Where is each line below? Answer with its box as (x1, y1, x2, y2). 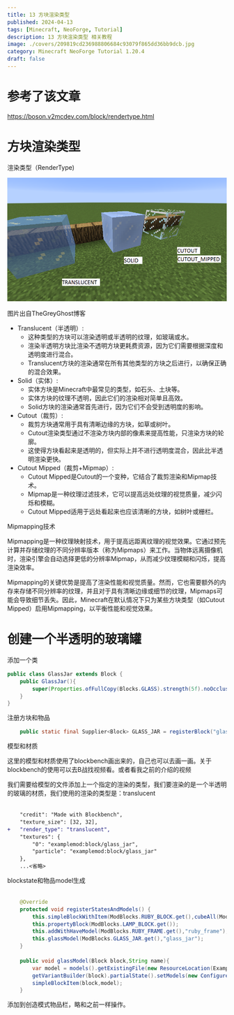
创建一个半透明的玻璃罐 (7, 631, 142, 648)
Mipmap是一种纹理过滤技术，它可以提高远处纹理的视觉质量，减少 (27, 490, 216, 499)
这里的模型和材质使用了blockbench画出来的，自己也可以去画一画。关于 (7, 757, 212, 765)
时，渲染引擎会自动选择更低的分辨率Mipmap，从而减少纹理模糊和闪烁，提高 (7, 555, 226, 563)
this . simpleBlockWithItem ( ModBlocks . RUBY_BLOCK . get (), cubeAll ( (32, 913, 219, 920)
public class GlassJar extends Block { (7, 671, 123, 678)
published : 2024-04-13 (7, 18, 73, 26)
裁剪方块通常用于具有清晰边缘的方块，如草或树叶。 (27, 420, 175, 429)
